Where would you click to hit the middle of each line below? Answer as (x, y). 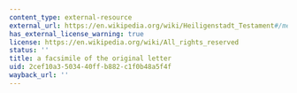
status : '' (29, 50)
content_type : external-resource (71, 17)
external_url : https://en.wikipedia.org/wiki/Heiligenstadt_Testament (142, 26)
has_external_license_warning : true (76, 34)
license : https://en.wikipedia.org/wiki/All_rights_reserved (124, 42)
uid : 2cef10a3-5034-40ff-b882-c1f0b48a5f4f (91, 67)
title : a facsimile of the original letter (91, 58)
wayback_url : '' (39, 75)
